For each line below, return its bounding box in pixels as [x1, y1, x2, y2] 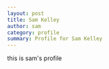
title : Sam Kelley [7, 16, 60, 23]
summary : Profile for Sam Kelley [7, 36, 103, 42]
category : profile [7, 29, 60, 36]
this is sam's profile [7, 54, 62, 62]
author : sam [7, 23, 41, 29]
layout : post [7, 10, 45, 17]
